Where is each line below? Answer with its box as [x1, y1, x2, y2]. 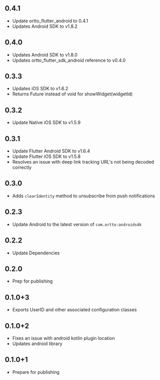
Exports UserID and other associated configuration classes [12, 307, 137, 313]
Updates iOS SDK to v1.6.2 [12, 86, 69, 92]
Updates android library [12, 341, 63, 347]
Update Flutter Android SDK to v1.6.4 [12, 148, 90, 154]
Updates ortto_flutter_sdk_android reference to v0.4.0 [12, 57, 126, 63]
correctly [12, 164, 32, 171]
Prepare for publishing [12, 369, 60, 375]
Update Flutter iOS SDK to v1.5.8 [12, 153, 81, 159]
